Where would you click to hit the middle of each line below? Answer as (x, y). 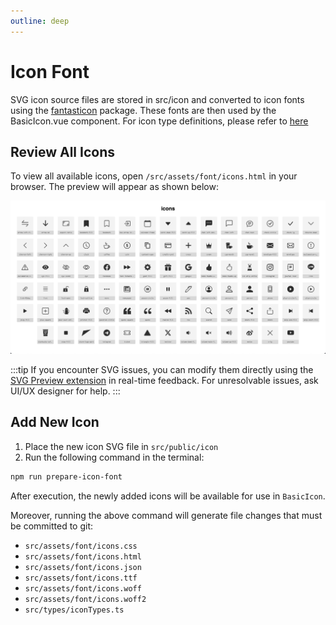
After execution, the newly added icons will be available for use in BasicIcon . (168, 496)
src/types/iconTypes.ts (74, 610)
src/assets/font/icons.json (83, 567)
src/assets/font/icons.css (81, 546)
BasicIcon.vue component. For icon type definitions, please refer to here (159, 121)
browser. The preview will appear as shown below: (114, 187)
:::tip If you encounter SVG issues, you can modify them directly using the (162, 369)
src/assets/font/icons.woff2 (85, 599)
